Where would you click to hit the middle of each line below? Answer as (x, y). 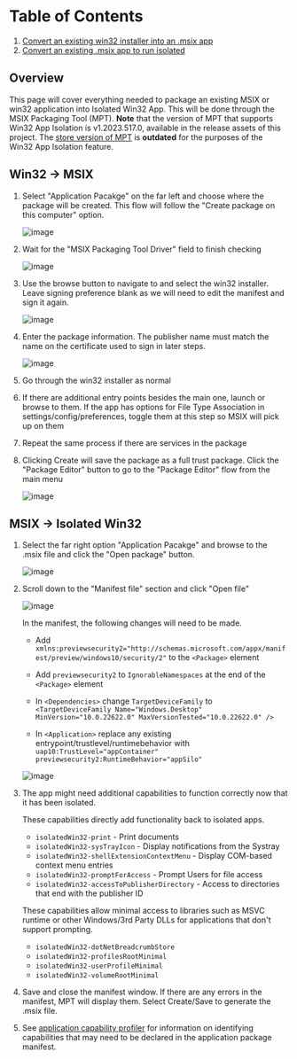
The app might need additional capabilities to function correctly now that (155, 793)
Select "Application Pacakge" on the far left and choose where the (143, 196)
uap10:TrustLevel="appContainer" (97, 752)
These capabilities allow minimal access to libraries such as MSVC (143, 911)
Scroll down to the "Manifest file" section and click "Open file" (136, 589)
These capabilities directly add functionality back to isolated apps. (143, 820)
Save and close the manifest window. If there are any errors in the (142, 992)
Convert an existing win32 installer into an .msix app (117, 41)
